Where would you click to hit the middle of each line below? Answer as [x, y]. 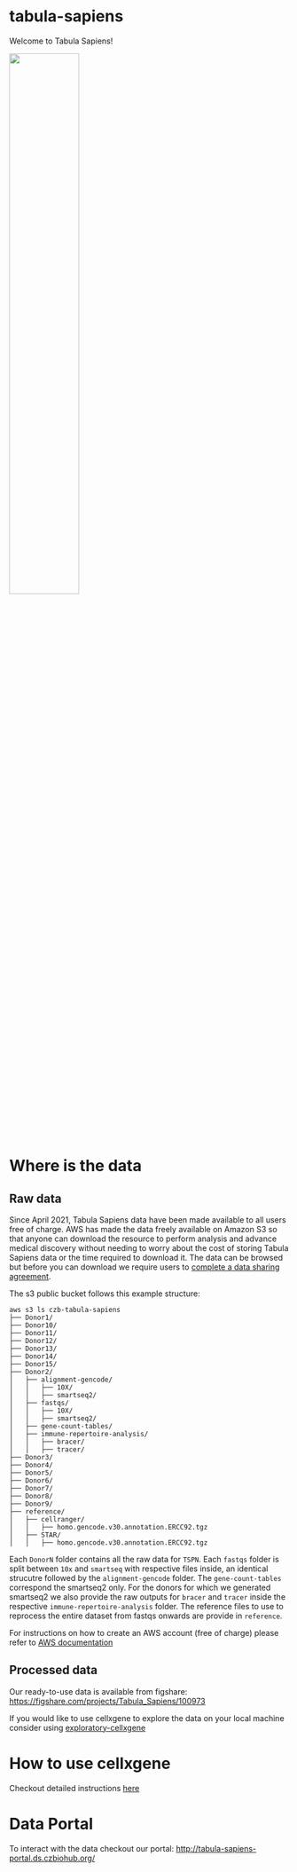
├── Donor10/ [33, 1325]
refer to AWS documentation [61, 1642]
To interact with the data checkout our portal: [92, 1848]
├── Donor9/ [31, 1504]
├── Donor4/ [31, 1465]
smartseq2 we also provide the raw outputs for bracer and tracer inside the [148, 1597]
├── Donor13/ [33, 1349]
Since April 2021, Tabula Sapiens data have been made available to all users [148, 1219]
